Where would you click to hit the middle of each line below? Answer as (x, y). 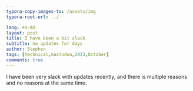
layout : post (22, 33)
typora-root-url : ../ (33, 17)
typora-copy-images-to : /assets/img (51, 11)
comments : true (25, 60)
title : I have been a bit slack (46, 38)
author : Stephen (26, 49)
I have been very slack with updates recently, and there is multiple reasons (96, 76)
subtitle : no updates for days (44, 44)
